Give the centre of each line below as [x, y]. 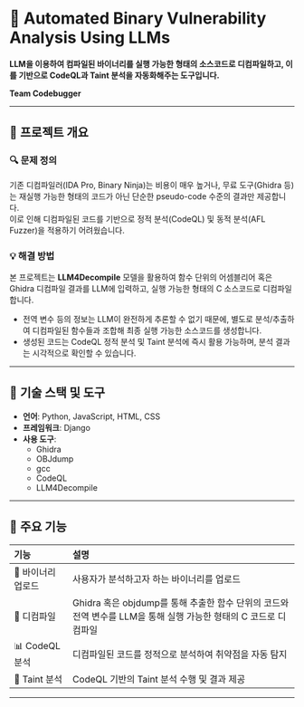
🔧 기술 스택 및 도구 [57, 393]
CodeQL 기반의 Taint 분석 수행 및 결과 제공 [159, 679]
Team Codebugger [45, 93]
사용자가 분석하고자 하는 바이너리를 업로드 [157, 578]
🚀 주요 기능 [38, 527]
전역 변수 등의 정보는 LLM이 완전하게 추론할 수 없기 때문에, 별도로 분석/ [147, 319]
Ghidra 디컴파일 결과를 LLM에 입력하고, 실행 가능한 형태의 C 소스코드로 [135, 288]
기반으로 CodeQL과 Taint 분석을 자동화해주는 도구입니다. [119, 75]
